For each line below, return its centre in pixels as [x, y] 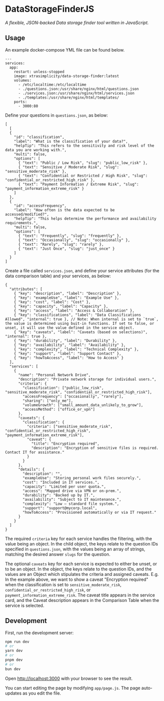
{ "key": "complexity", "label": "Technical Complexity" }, [76, 349]
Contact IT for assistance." [35, 452]
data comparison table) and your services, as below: [58, 276]
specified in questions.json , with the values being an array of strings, [75, 549]
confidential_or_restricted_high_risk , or [48, 590]
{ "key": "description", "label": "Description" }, [68, 293]
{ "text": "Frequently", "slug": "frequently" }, [70, 236]
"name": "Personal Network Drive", [54, 375]
